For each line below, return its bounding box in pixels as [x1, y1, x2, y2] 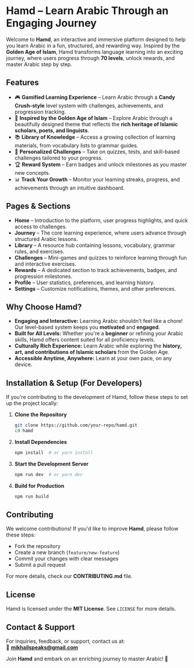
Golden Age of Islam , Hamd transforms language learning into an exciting [6, 48, 184, 55]
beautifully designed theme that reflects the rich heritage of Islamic [14, 120, 178, 128]
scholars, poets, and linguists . [14, 127, 89, 134]
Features [6, 78, 39, 88]
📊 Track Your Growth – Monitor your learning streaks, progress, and [14, 175, 180, 183]
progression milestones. [14, 273, 73, 280]
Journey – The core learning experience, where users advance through [14, 229, 186, 236]
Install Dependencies [14, 438, 67, 445]
